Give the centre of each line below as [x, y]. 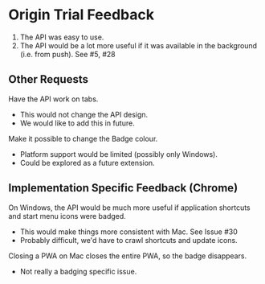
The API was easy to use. [62, 37]
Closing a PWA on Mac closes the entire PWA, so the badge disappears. [128, 256]
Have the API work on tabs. [53, 99]
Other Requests [48, 79]
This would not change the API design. [84, 114]
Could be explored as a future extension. [87, 163]
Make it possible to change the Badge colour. [83, 138]
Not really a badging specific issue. [78, 271]
